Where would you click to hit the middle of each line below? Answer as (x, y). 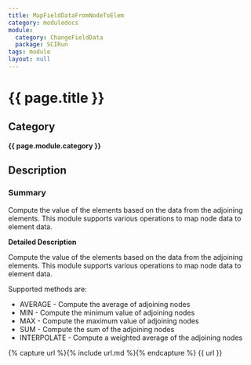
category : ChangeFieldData (59, 37)
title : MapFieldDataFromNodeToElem (66, 15)
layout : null (29, 60)
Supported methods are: (48, 289)
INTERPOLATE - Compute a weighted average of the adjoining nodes (131, 338)
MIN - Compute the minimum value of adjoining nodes (107, 312)
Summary (27, 193)
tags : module (29, 52)
